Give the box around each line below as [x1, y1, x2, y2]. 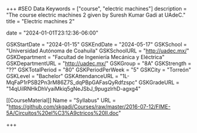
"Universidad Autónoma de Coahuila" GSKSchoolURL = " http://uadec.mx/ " [6, 47, 189, 54]
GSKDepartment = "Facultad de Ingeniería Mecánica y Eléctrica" [6, 54, 165, 60]
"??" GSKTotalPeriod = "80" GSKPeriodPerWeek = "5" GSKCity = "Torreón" [6, 66, 192, 73]
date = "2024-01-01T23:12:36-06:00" [6, 29, 99, 36]
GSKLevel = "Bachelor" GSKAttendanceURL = [6, 73, 119, 79]
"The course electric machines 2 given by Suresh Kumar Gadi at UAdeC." [6, 11, 186, 18]
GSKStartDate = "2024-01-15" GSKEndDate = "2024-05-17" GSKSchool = [6, 41, 187, 48]
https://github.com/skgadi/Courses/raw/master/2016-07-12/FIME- [8, 103, 171, 110]
